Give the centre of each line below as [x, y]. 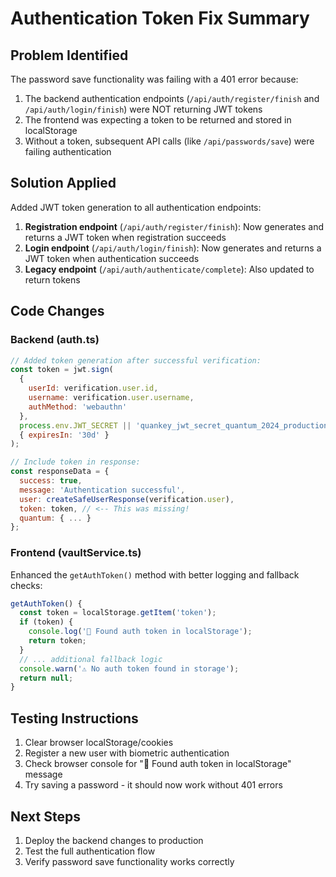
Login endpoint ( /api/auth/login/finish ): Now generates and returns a [173, 248]
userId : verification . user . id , [93, 388]
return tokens [52, 279]
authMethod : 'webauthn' [78, 407]
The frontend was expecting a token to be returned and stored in [158, 120]
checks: [26, 585]
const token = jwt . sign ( [62, 370]
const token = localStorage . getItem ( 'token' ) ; [118, 613]
